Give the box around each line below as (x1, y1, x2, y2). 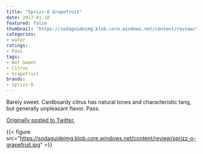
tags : (6, 54, 20, 60)
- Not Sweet (6, 59, 36, 65)
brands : (6, 76, 26, 82)
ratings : (6, 43, 28, 49)
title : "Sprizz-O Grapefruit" (6, 8, 83, 15)
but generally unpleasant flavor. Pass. (6, 105, 100, 112)
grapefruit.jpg (6, 141, 40, 148)
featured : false (6, 20, 47, 26)
